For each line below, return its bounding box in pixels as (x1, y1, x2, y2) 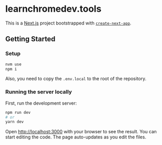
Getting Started (5, 35, 56, 43)
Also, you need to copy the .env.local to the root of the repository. (5, 76, 147, 82)
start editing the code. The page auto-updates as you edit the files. (5, 134, 147, 140)
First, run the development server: (5, 100, 77, 106)
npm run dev (5, 110, 31, 115)
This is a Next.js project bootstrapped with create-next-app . (5, 20, 132, 26)
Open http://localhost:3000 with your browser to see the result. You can (5, 129, 157, 135)
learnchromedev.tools (5, 3, 102, 15)
